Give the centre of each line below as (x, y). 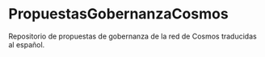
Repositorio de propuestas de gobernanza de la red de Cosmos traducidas (132, 36)
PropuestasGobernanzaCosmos (118, 14)
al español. (27, 44)
